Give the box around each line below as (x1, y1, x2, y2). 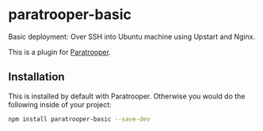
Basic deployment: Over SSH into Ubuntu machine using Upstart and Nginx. (8, 32, 256, 41)
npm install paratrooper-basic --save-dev (8, 115, 151, 123)
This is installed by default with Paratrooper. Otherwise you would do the (8, 91, 246, 101)
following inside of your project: (8, 99, 112, 109)
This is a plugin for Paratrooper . (8, 47, 111, 56)
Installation (8, 70, 65, 84)
